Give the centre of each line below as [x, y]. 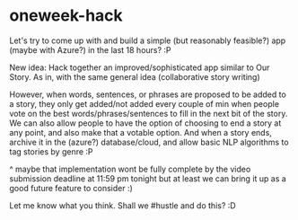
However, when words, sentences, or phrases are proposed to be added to [148, 94]
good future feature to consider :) [71, 188]
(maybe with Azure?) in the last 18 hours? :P [91, 49]
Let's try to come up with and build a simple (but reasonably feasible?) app [148, 40]
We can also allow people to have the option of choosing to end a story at [145, 123]
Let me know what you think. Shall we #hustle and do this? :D [123, 205]
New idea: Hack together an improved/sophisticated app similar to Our [140, 67]
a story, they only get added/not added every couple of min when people [145, 103]
